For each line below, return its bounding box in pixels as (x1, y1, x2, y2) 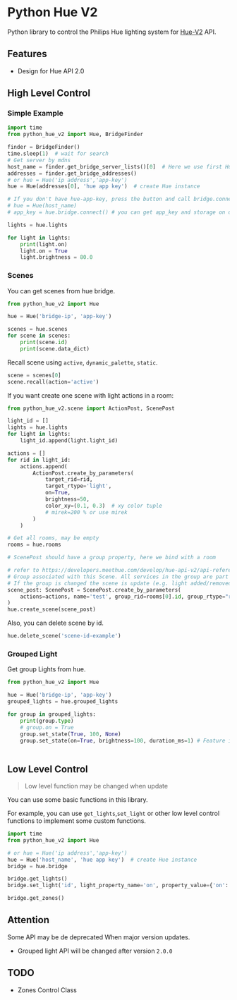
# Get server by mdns (7, 157, 71, 164)
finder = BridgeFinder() (7, 144, 80, 151)
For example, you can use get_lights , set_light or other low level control (7, 809, 220, 818)
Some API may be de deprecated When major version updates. (7, 932, 190, 941)
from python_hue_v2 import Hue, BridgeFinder (7, 131, 143, 138)
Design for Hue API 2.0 (17, 66, 85, 75)
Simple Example (7, 109, 63, 118)
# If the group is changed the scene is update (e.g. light (7, 580, 188, 587)
